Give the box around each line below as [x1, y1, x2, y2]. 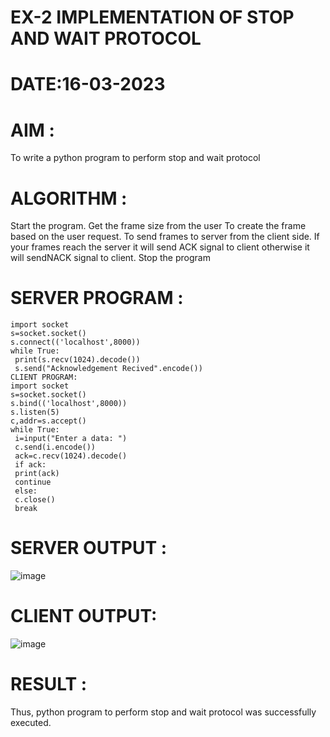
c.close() [14, 495, 56, 505]
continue [14, 477, 52, 488]
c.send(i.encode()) [14, 442, 97, 453]
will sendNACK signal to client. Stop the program [10, 252, 211, 264]
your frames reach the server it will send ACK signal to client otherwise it [10, 241, 310, 253]
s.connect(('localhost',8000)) [10, 337, 141, 348]
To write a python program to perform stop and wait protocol [10, 152, 261, 164]
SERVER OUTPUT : [10, 537, 168, 560]
